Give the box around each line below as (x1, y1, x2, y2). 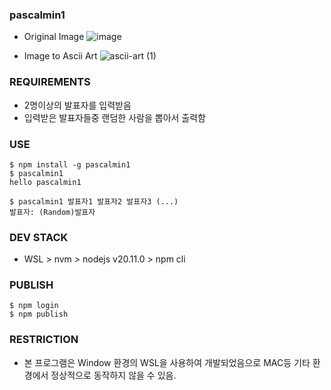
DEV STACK (9, 230, 69, 244)
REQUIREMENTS (9, 75, 91, 89)
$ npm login (9, 301, 59, 311)
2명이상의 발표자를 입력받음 (23, 99, 132, 111)
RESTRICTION (9, 333, 79, 347)
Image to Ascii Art (23, 50, 98, 62)
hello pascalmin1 (9, 177, 82, 187)
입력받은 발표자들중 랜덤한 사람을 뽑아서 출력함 (23, 111, 206, 123)
